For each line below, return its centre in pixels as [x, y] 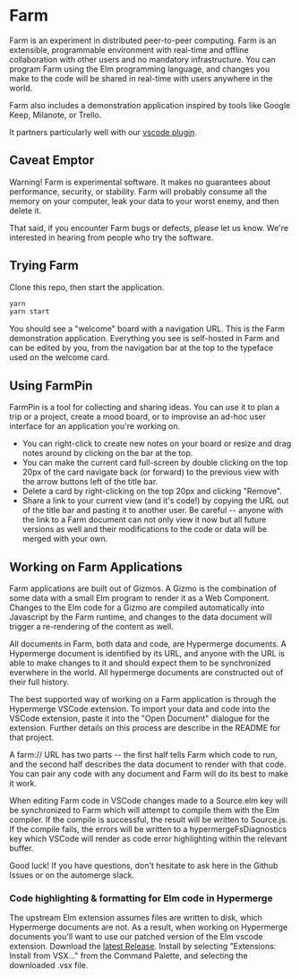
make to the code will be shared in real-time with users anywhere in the [141, 78]
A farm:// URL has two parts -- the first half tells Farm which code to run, [143, 754]
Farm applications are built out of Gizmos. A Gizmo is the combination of [143, 588]
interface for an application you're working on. [95, 426]
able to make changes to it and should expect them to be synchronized [140, 663]
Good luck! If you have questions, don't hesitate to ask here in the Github [144, 865]
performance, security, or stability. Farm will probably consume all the [138, 191]
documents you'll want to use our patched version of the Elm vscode [136, 937]
